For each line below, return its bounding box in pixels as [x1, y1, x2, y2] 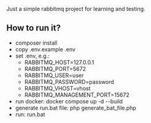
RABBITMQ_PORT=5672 [24, 65, 86, 72]
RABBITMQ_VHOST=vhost [24, 84, 91, 92]
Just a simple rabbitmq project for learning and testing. [6, 6, 145, 12]
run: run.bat [15, 110, 45, 118]
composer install [15, 39, 58, 47]
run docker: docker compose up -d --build [15, 97, 123, 105]
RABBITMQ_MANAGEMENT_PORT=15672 [24, 91, 130, 99]
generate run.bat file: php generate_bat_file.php [15, 104, 136, 111]
